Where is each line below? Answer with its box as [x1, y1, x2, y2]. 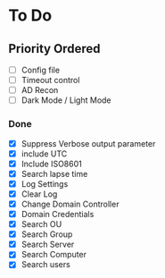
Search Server [21, 239, 75, 250]
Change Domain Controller [21, 198, 120, 209]
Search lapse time [21, 168, 88, 179]
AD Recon [21, 85, 59, 96]
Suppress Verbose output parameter [21, 138, 156, 148]
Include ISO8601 [21, 158, 82, 169]
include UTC [21, 148, 68, 159]
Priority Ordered [8, 41, 101, 56]
